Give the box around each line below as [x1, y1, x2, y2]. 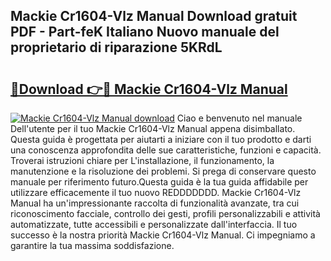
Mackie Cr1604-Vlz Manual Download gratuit [10, 8, 298, 25]
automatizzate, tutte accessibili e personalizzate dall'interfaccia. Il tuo [10, 219, 298, 230]
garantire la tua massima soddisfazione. [10, 240, 175, 251]
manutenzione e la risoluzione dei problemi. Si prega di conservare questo [10, 165, 317, 177]
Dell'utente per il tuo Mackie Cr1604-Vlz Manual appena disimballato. [10, 123, 296, 134]
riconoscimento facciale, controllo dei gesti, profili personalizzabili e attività [10, 208, 321, 219]
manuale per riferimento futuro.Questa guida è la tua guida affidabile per [10, 176, 309, 188]
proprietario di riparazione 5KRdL [10, 39, 223, 56]
